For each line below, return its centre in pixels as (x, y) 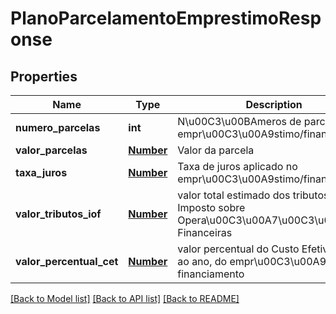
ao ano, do (202, 261)
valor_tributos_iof (58, 214)
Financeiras (205, 232)
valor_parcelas (51, 150)
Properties (44, 76)
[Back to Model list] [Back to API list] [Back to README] (125, 298)
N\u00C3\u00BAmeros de (239, 121)
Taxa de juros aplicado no (237, 166)
